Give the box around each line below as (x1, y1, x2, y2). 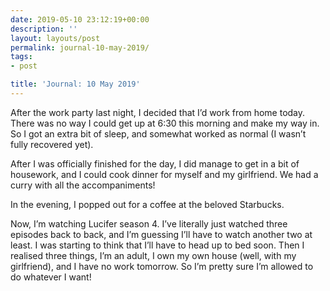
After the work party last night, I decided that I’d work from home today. (10, 106, 306, 118)
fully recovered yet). (10, 138, 94, 150)
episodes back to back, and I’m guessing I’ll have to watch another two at (10, 228, 313, 240)
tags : (10, 52, 33, 62)
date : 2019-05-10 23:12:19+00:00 (10, 14, 150, 25)
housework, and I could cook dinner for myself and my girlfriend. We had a (10, 168, 319, 180)
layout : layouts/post (10, 33, 101, 43)
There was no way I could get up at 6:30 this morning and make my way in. (10, 117, 320, 129)
